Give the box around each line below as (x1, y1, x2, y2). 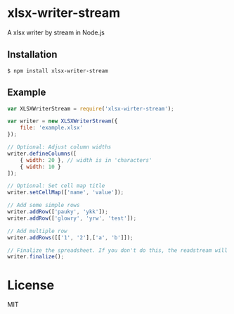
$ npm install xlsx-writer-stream (7, 67, 109, 75)
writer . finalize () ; (7, 253, 65, 260)
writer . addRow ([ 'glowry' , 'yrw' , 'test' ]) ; (7, 215, 137, 222)
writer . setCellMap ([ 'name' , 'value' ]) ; (7, 189, 124, 196)
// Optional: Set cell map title (7, 182, 105, 189)
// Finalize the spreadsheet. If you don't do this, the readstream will (7, 246, 228, 254)
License (7, 277, 55, 293)
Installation (7, 49, 58, 61)
